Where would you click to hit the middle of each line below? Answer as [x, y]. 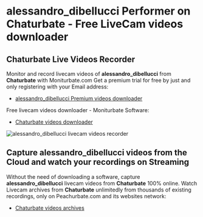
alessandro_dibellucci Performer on [98, 11]
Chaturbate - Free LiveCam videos [95, 24]
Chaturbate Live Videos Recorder [71, 59]
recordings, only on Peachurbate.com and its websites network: [86, 196]
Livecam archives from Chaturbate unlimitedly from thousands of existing [99, 190]
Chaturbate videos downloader [54, 122]
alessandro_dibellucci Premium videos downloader [79, 98]
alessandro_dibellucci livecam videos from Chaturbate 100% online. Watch [102, 183]
